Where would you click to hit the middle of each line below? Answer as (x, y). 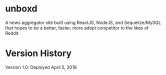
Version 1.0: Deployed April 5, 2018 (41, 67)
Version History (38, 53)
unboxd (21, 9)
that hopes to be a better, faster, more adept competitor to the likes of (77, 27)
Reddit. (12, 33)
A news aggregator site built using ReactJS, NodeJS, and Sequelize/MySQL (83, 22)
